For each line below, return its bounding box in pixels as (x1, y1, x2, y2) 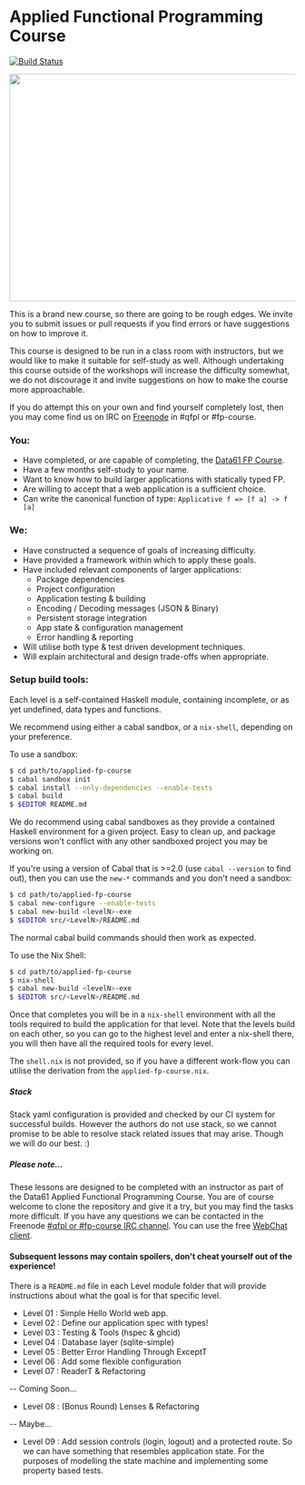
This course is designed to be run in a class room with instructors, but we (9, 345, 284, 356)
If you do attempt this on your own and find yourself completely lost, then (9, 402, 284, 413)
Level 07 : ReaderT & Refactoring (22, 1366, 146, 1377)
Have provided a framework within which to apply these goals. (22, 554, 257, 565)
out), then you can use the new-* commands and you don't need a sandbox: (9, 872, 292, 883)
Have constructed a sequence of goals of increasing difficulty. (22, 544, 256, 555)
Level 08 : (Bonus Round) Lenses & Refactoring (22, 1401, 200, 1412)
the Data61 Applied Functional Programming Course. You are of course (9, 1191, 274, 1202)
